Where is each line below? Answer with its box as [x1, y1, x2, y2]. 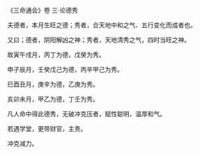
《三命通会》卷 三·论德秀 [7, 6, 78, 14]
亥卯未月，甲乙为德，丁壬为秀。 [7, 95, 99, 103]
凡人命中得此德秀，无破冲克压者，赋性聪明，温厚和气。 [7, 110, 166, 118]
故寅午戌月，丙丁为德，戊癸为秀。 [7, 51, 105, 59]
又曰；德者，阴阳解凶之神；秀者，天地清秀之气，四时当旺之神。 [7, 36, 190, 44]
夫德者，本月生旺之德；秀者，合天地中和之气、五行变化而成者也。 [7, 21, 197, 29]
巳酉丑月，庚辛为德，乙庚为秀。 [7, 80, 99, 88]
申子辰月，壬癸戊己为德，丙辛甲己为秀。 [7, 66, 123, 73]
